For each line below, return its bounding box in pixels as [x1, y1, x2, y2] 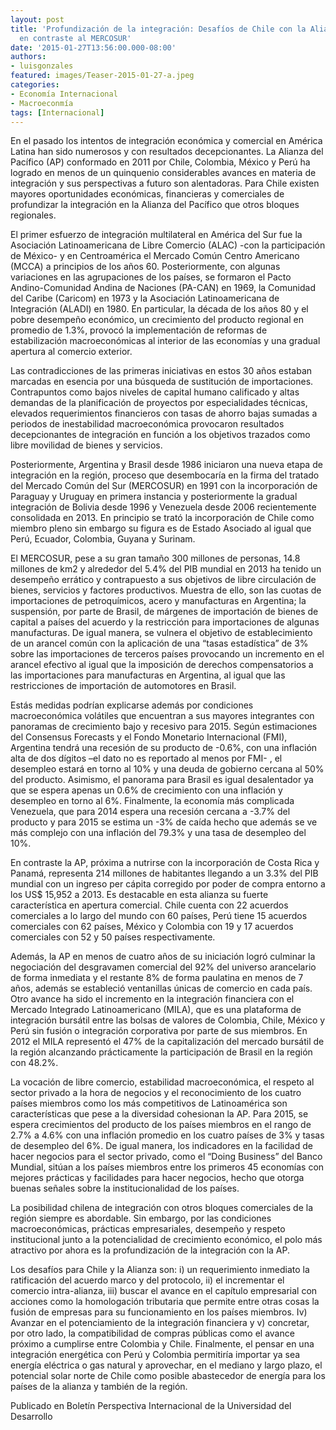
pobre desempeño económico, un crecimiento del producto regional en [10, 314, 304, 326]
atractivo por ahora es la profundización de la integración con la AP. [10, 1244, 291, 1256]
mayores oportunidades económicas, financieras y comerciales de [10, 188, 285, 200]
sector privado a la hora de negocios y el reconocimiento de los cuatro [10, 1087, 302, 1099]
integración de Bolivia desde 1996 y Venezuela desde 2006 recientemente [10, 501, 317, 513]
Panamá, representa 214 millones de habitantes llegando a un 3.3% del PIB [10, 867, 319, 880]
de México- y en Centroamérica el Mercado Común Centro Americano [10, 250, 300, 262]
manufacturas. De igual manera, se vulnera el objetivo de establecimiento [10, 627, 313, 639]
